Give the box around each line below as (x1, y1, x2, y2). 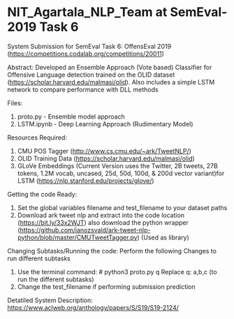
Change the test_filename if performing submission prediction (17, 282, 196, 290)
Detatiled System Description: (7, 296, 93, 304)
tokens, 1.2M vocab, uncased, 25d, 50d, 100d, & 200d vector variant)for (17, 169, 225, 177)
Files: (7, 98, 23, 107)
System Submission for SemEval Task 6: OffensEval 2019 (7, 42, 172, 50)
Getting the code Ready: (7, 190, 78, 198)
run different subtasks (7, 254, 71, 262)
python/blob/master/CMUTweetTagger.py (17, 233, 138, 242)
